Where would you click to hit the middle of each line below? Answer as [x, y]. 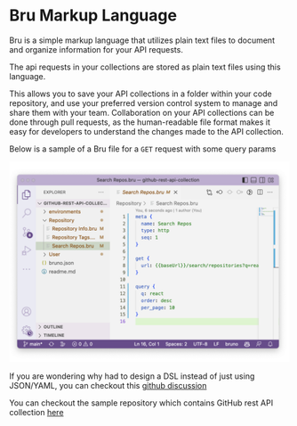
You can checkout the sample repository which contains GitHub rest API [141, 403]
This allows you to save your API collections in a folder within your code [141, 94]
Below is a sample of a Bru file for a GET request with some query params [143, 149]
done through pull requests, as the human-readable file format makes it [140, 122]
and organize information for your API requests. [96, 49]
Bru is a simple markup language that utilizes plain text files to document [142, 40]
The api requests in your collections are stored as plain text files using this [145, 67]
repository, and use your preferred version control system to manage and [144, 102]
